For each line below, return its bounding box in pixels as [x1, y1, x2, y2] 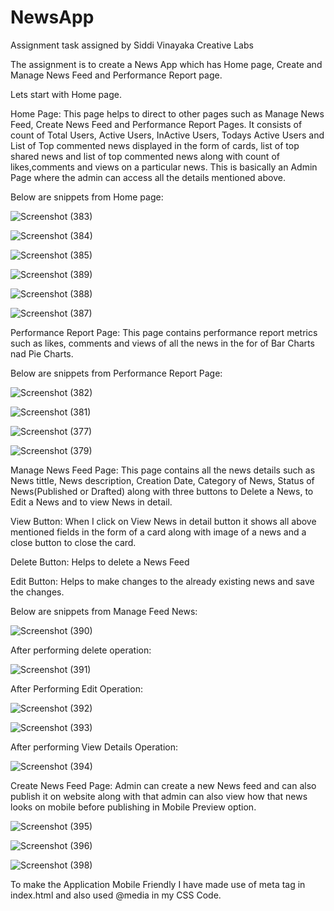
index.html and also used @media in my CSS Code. [10, 889, 222, 901]
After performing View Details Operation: [10, 741, 178, 753]
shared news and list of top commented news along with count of [10, 150, 280, 162]
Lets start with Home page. [10, 88, 122, 100]
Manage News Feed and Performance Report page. [10, 69, 223, 81]
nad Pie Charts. [10, 347, 74, 360]
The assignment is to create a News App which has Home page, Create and [10, 58, 323, 70]
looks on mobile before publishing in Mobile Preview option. [10, 801, 257, 813]
